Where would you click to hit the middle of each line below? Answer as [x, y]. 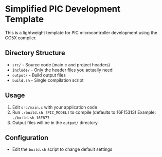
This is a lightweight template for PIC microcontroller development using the [81, 32]
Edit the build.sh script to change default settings [62, 149]
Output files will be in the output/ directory [55, 123]
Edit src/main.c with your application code [54, 107]
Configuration [27, 137]
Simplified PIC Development [63, 9]
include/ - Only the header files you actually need [62, 70]
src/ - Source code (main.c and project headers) [61, 64]
